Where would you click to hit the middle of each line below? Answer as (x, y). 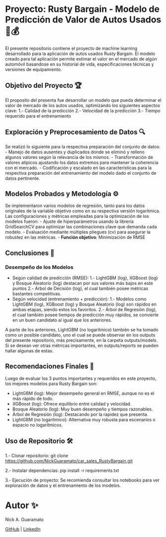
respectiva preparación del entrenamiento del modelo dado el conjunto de (81, 173)
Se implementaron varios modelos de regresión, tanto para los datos (75, 206)
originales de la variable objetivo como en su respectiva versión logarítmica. (83, 211)
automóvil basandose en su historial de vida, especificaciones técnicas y (80, 64)
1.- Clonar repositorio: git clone (37, 456)
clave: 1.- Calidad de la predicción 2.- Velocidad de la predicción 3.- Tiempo (83, 111)
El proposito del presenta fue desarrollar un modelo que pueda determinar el (83, 100)
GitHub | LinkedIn (23, 529)
